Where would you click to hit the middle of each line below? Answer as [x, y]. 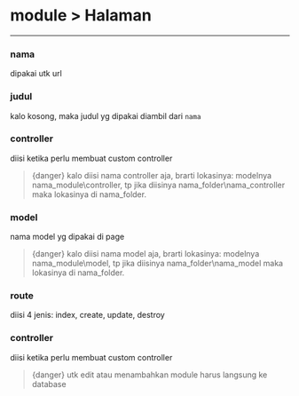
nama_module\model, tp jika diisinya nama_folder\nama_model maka [157, 264]
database [49, 384]
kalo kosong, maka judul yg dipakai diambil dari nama [106, 115]
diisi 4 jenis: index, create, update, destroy [87, 315]
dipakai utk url [36, 74]
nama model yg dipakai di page [67, 237]
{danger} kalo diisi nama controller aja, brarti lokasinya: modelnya [152, 175]
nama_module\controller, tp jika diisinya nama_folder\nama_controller [158, 185]
